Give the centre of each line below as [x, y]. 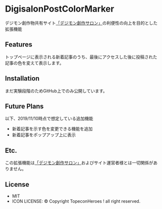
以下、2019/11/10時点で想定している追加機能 [49, 119]
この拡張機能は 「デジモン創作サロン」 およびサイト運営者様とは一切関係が [79, 163]
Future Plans [24, 106]
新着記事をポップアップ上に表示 [44, 135]
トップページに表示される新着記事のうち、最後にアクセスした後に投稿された [81, 57]
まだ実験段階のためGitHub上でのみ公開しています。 [56, 91]
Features [19, 45]
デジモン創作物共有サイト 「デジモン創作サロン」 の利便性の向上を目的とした [81, 23]
